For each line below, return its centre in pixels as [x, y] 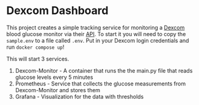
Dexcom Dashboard [57, 11]
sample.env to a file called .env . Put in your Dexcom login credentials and [98, 40]
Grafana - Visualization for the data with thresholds [79, 96]
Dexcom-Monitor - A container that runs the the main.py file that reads [104, 70]
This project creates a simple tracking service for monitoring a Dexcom [96, 27]
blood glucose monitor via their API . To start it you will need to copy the [96, 34]
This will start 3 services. [38, 59]
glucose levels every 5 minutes [54, 77]
